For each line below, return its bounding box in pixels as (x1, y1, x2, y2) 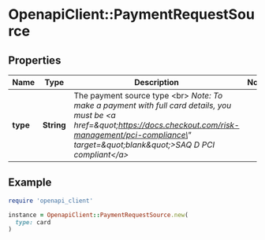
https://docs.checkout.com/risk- (118, 120, 240, 131)
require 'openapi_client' (8, 197, 93, 205)
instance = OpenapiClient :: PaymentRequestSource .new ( (8, 211, 189, 219)
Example (8, 175, 52, 190)
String (42, 120, 66, 131)
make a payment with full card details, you (73, 100, 232, 111)
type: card (15, 218, 51, 226)
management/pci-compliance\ (73, 130, 188, 140)
